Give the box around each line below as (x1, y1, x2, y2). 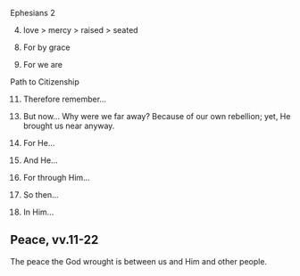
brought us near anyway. (22, 120, 115, 131)
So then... (22, 190, 59, 199)
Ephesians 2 (10, 8, 56, 18)
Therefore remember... (22, 93, 106, 104)
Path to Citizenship (10, 77, 79, 87)
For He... (22, 138, 55, 148)
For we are (22, 60, 63, 69)
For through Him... (22, 173, 90, 183)
